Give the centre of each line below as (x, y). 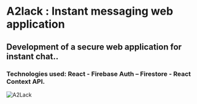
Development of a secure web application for (94, 47)
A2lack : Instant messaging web (90, 11)
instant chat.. (33, 56)
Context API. (26, 81)
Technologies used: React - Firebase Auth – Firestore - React (99, 73)
